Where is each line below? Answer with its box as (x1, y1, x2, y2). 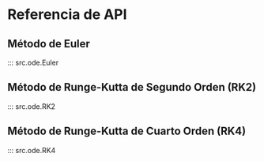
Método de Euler (7, 37, 90, 51)
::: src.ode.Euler (7, 58, 59, 67)
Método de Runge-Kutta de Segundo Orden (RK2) (7, 80, 257, 94)
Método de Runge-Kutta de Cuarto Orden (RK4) (7, 125, 247, 138)
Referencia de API (7, 6, 127, 24)
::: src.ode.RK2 (7, 101, 56, 111)
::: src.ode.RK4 (7, 145, 56, 155)
